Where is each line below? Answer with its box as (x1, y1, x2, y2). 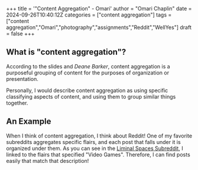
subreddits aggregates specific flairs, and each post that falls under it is (6, 138, 181, 145)
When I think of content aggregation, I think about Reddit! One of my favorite (6, 132, 193, 139)
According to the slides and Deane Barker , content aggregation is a (6, 63, 170, 70)
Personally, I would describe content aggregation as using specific (6, 87, 168, 94)
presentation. (6, 75, 38, 82)
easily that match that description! (6, 157, 89, 164)
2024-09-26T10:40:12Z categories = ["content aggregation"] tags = (6, 11, 172, 18)
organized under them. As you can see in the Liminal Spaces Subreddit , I (6, 145, 183, 152)
